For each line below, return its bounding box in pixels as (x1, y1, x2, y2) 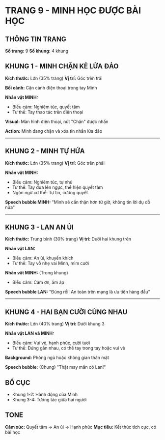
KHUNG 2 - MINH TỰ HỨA (5, 147, 85, 155)
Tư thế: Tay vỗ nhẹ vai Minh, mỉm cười (12, 261, 89, 266)
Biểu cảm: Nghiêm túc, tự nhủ (12, 179, 73, 185)
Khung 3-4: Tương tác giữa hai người (12, 397, 87, 403)
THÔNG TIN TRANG (5, 35, 66, 43)
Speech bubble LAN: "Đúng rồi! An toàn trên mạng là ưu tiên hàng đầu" (5, 289, 151, 295)
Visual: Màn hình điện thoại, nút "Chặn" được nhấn (5, 118, 109, 124)
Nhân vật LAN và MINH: (5, 330, 55, 336)
